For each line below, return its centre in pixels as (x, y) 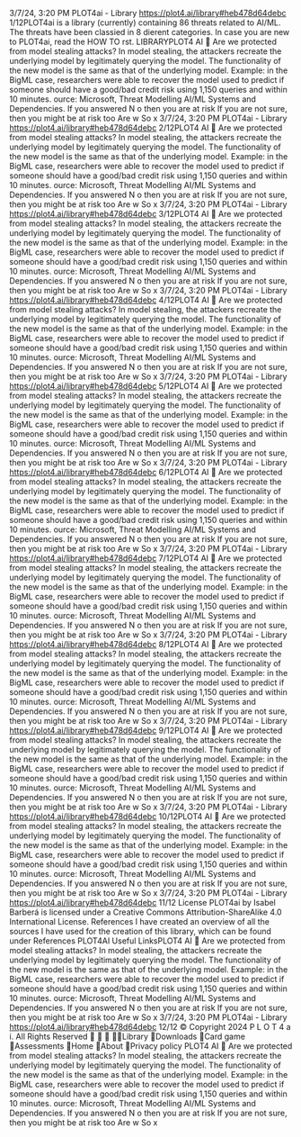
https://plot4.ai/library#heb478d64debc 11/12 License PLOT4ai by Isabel (142, 902)
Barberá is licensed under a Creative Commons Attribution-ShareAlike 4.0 (146, 912)
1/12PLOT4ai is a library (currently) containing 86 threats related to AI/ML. (145, 23)
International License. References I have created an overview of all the (139, 921)
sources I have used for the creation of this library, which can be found (141, 931)
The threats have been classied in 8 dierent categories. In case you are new (150, 32)
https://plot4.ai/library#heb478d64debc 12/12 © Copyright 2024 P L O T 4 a (150, 1027)
